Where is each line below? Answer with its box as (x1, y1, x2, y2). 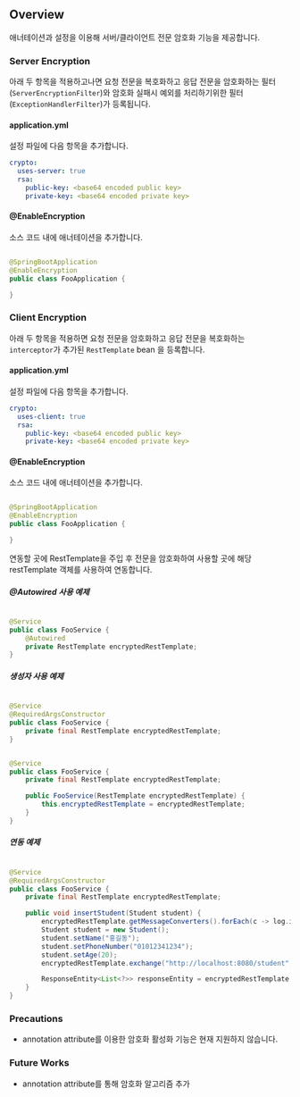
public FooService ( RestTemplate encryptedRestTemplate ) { (25, 791, 246, 800)
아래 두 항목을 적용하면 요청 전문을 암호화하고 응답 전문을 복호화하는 (9, 332, 246, 343)
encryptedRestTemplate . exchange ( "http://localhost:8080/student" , (41, 959, 294, 967)
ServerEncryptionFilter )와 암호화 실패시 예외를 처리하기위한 (12, 88, 228, 98)
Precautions (9, 1012, 63, 1025)
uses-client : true (17, 412, 87, 421)
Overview (9, 7, 65, 22)
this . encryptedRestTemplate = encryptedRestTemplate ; (41, 800, 246, 809)
